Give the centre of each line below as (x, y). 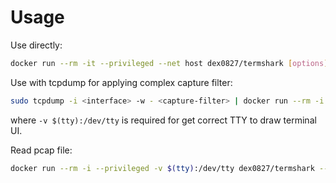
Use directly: (36, 45)
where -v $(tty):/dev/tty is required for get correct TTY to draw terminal (163, 120)
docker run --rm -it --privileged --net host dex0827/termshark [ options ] (169, 63)
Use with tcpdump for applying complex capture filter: (121, 82)
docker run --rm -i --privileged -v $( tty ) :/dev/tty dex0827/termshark (162, 168)
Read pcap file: (41, 150)
